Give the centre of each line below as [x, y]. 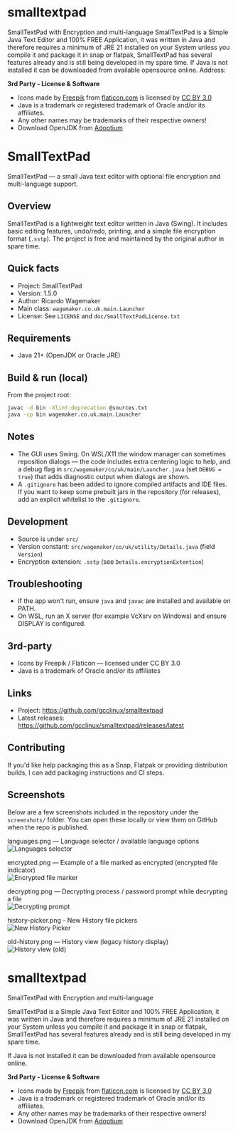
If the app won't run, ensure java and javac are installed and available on [124, 601]
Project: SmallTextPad [50, 285]
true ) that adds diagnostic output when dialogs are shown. [104, 476]
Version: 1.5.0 [37, 293]
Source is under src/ [48, 539]
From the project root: [39, 395]
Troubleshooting [45, 583]
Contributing [36, 748]
